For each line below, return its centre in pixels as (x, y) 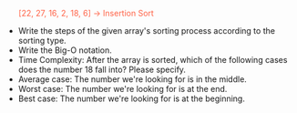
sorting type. (42, 41)
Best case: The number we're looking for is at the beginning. (132, 98)
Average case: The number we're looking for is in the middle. (133, 79)
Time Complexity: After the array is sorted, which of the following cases (153, 60)
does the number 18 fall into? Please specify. (102, 69)
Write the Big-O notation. (65, 50)
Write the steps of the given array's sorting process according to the (147, 31)
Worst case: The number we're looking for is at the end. (123, 89)
